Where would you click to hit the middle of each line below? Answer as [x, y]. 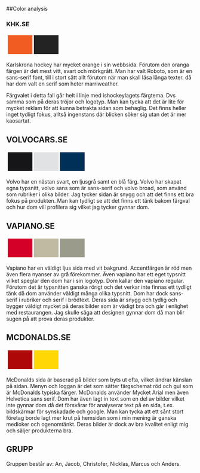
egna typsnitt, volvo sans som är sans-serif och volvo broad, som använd [96, 188]
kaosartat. [19, 121]
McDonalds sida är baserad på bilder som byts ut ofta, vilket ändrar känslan [99, 380]
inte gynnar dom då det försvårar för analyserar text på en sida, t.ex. [90, 405]
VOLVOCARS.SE [37, 140]
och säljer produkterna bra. [40, 431]
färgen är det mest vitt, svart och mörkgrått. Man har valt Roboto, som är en [99, 71]
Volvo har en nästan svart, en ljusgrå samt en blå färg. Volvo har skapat [94, 182]
